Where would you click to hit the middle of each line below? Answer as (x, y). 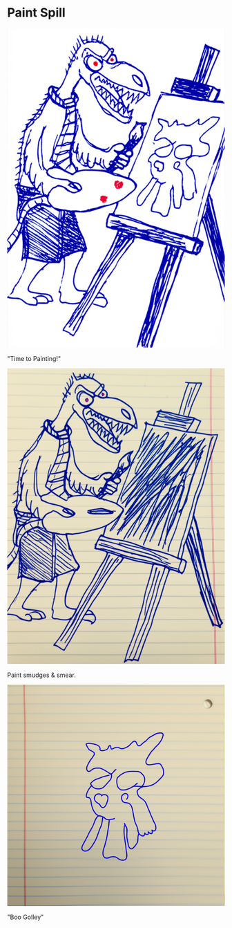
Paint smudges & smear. (41, 675)
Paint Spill (36, 13)
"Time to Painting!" (34, 359)
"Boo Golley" (26, 917)
